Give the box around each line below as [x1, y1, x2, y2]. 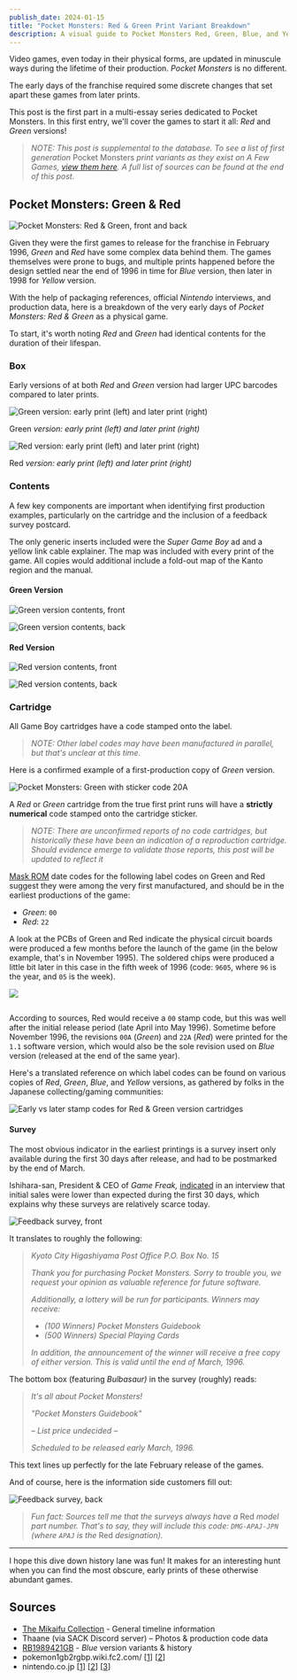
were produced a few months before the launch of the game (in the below [9, 943, 278, 953]
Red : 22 [21, 916, 49, 927]
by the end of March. [9, 1163, 86, 1173]
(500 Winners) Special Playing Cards [43, 1330, 179, 1341]
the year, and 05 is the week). [9, 971, 117, 982]
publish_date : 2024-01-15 [9, 12, 104, 22]
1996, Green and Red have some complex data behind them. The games [9, 247, 271, 258]
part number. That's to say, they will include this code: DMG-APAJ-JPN [30, 1521, 279, 1531]
